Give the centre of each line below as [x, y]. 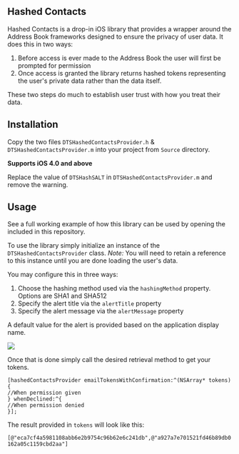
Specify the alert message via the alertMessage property [101, 311]
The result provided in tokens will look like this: [76, 425]
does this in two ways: [40, 44]
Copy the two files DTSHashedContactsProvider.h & [81, 141]
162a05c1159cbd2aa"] [38, 444]
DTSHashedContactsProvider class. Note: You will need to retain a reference [117, 253]
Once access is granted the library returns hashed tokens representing [122, 73]
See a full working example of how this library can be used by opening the [117, 224]
